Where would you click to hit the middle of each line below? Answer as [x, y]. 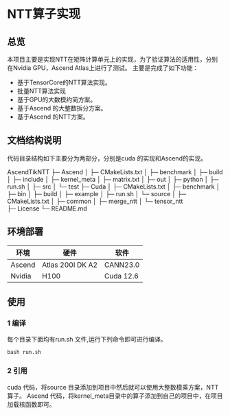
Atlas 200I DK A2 [70, 265]
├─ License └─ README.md [47, 208]
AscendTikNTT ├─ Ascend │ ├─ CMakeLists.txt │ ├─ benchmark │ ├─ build [115, 171]
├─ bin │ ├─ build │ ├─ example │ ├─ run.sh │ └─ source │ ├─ [97, 193]
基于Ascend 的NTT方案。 [53, 117]
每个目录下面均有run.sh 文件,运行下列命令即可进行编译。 [87, 340]
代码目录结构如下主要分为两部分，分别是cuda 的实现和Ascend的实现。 [107, 158]
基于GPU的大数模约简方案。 [57, 99]
